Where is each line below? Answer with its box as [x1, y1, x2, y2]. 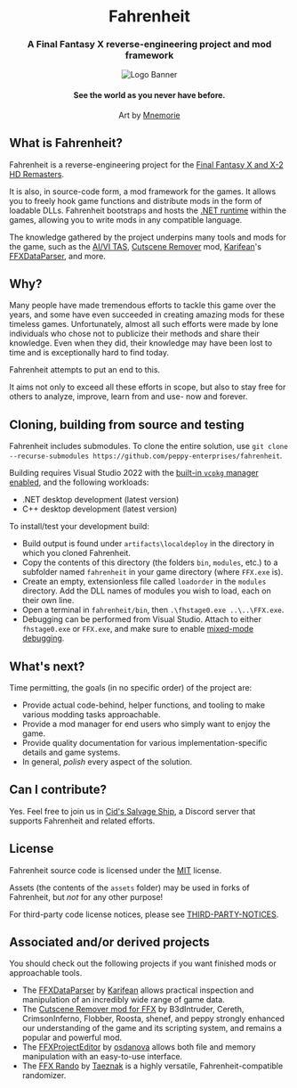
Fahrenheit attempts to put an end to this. [9, 364, 161, 375]
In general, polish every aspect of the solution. [21, 756, 193, 767]
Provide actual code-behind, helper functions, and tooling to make [21, 699, 265, 710]
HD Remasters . [9, 168, 65, 179]
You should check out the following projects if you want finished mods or [9, 958, 277, 969]
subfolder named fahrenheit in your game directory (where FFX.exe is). [21, 567, 284, 577]
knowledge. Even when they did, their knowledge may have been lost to [9, 338, 273, 348]
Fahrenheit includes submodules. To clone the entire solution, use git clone [9, 441, 289, 452]
